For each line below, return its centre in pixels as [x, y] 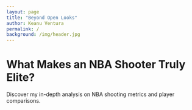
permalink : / [23, 29]
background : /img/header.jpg [43, 35]
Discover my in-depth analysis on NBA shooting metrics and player [91, 94]
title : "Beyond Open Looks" [42, 18]
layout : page [23, 12]
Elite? [21, 77]
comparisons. [23, 101]
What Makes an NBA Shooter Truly [96, 65]
